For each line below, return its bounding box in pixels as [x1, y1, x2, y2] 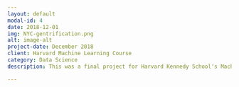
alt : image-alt [7, 37, 53, 44]
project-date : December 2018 [7, 43, 94, 50]
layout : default [7, 10, 55, 18]
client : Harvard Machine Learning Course [7, 50, 132, 57]
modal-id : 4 [7, 17, 43, 24]
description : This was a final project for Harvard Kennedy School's [7, 63, 218, 70]
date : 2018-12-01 [7, 23, 59, 30]
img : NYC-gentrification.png [7, 30, 94, 37]
